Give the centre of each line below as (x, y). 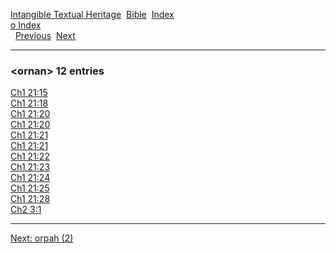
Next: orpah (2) (42, 238)
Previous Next (45, 35)
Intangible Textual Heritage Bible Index (92, 14)
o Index (26, 25)
